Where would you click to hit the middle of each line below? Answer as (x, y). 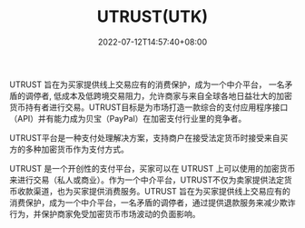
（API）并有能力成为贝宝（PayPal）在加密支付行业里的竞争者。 (128, 118)
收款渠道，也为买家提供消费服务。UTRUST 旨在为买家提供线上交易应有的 (153, 191)
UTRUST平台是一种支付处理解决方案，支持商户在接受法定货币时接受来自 (145, 137)
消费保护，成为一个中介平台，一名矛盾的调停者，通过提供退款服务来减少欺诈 (152, 203)
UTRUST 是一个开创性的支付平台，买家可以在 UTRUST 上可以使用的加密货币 (152, 168)
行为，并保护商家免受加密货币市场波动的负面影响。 (105, 213)
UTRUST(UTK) (152, 17)
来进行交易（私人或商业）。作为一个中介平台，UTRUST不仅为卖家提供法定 (147, 180)
